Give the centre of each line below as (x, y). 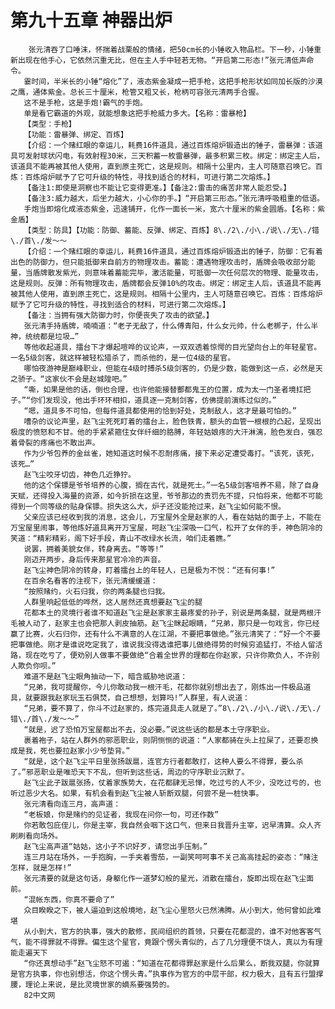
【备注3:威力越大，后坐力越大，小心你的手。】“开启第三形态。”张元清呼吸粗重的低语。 (174, 198)
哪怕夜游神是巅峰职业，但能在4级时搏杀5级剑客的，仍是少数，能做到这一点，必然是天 (173, 368)
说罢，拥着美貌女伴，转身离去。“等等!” (94, 549)
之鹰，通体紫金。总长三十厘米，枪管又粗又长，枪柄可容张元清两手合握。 (137, 92)
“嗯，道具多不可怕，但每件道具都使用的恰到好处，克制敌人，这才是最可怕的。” (160, 411)
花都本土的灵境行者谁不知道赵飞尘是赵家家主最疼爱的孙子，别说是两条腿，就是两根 (169, 612)
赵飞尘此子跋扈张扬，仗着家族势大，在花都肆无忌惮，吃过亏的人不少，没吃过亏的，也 (172, 782)
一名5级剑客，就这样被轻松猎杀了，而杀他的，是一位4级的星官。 (123, 357)
